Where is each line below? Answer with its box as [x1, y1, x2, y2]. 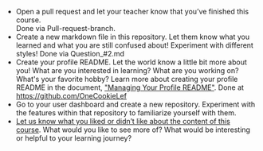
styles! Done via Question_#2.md [15, 49, 125, 58]
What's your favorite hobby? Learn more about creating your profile [15, 75, 238, 83]
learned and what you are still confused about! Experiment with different [15, 41, 253, 50]
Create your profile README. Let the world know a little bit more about [15, 57, 247, 67]
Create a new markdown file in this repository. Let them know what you [15, 32, 249, 41]
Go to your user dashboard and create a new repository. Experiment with [15, 99, 256, 109]
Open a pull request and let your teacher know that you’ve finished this [15, 7, 249, 16]
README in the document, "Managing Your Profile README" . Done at [15, 83, 245, 92]
